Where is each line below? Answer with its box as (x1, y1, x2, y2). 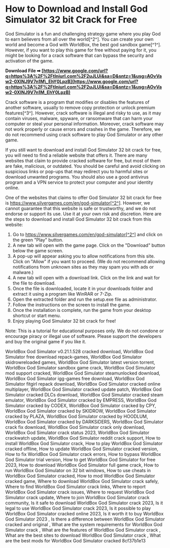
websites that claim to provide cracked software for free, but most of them (5, 157, 161, 163)
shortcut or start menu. (12, 312, 61, 319)
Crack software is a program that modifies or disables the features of (5, 99, 150, 105)
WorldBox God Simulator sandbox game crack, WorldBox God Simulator (5, 364, 156, 370)
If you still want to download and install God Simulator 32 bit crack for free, (5, 147, 162, 153)
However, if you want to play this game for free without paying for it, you (5, 47, 156, 53)
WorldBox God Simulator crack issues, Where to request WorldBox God (5, 489, 155, 495)
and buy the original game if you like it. (5, 338, 86, 344)
